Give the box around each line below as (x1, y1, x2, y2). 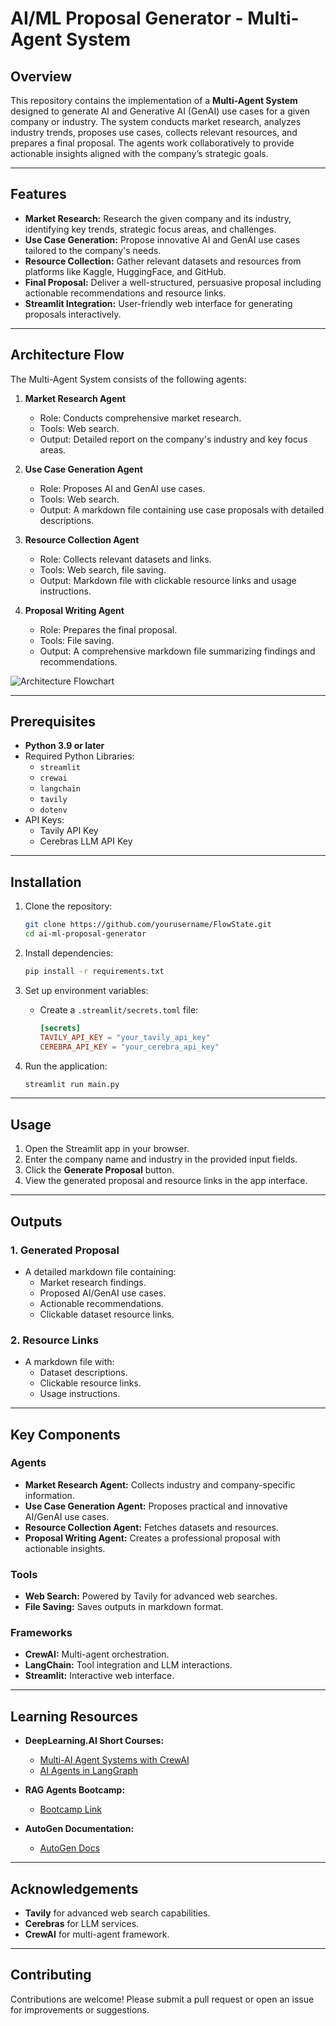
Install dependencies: (24, 947, 114, 959)
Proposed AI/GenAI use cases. (39, 1287, 167, 1299)
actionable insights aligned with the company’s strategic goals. (10, 148, 269, 159)
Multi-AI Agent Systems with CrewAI (39, 1754, 190, 1766)
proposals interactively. (24, 308, 122, 320)
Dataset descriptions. (39, 1367, 128, 1379)
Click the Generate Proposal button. (24, 1164, 175, 1176)
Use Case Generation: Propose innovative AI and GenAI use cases (24, 233, 301, 246)
